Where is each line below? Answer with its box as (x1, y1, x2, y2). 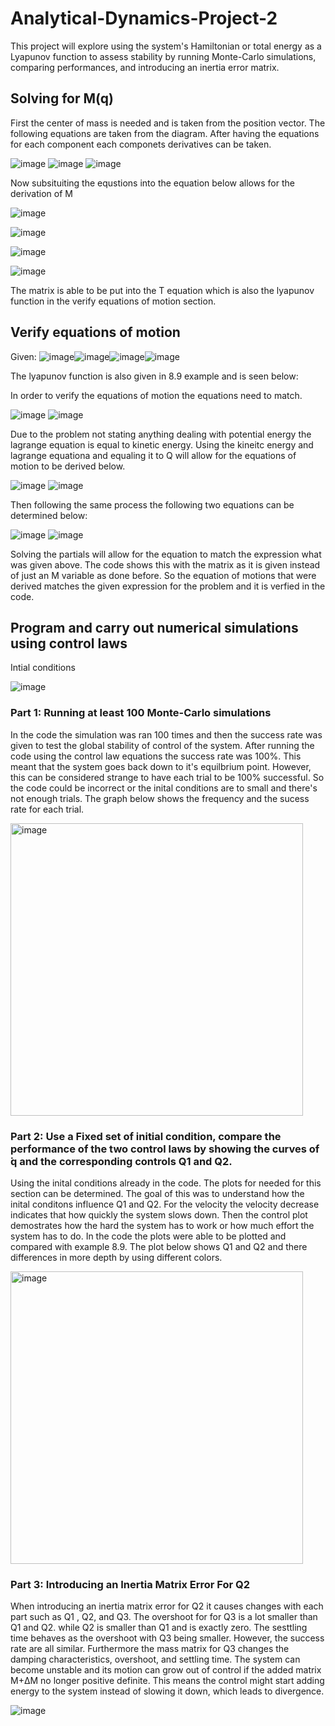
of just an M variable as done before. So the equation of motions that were (10, 569, 317, 581)
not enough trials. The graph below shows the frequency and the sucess (10, 792, 310, 804)
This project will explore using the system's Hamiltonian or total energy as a (10, 40, 322, 52)
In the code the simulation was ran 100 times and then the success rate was (10, 728, 323, 741)
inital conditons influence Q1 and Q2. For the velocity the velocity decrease (10, 1198, 320, 1210)
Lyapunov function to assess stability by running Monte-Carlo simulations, (10, 50, 317, 62)
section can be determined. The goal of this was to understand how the (10, 1187, 305, 1199)
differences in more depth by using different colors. (10, 1251, 223, 1263)
